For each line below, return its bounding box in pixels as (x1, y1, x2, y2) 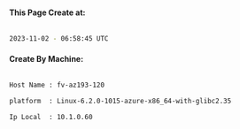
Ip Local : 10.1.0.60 (9, 113, 93, 122)
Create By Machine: (9, 53, 84, 64)
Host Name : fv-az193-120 (9, 80, 105, 90)
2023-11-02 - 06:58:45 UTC (9, 34, 109, 43)
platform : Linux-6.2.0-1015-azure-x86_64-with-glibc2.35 (9, 97, 232, 106)
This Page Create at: (9, 7, 86, 18)
